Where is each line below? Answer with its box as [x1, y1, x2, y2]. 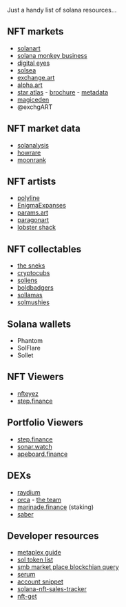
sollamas [17, 291, 43, 299]
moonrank [17, 155, 47, 164]
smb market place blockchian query [17, 563, 119, 571]
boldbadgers [17, 283, 54, 292]
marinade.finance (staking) [17, 503, 94, 511]
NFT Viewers [7, 371, 64, 383]
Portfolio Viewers [7, 417, 84, 428]
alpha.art [17, 81, 43, 89]
